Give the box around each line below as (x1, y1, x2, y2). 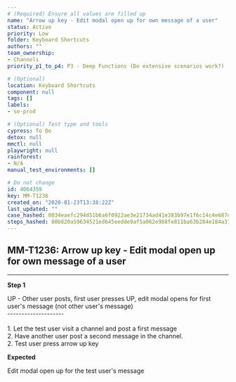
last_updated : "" (7, 205, 58, 212)
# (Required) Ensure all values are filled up (7, 10, 146, 18)
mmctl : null (7, 140, 42, 148)
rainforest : (7, 153, 42, 160)
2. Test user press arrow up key (7, 339, 99, 348)
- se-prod (7, 108, 37, 115)
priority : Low (7, 30, 49, 37)
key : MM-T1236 (7, 192, 49, 199)
